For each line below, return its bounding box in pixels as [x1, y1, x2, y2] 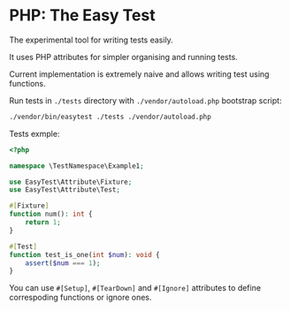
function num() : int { [9, 209, 93, 219]
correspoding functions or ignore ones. [9, 292, 152, 303]
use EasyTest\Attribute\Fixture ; [9, 178, 133, 186]
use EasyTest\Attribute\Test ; [9, 186, 121, 194]
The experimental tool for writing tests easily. [9, 34, 174, 45]
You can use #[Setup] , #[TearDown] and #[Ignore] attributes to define [9, 283, 262, 293]
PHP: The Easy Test [9, 5, 156, 26]
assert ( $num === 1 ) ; [25, 258, 101, 268]
